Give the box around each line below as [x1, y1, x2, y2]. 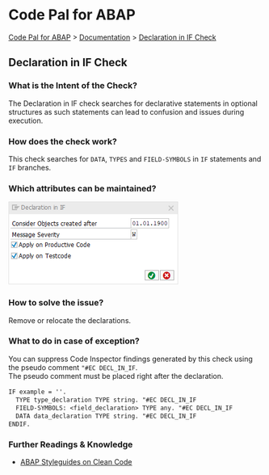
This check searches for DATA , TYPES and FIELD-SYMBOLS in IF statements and [8, 153, 262, 163]
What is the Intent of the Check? [8, 80, 137, 91]
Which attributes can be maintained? [8, 183, 157, 194]
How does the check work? [8, 136, 117, 147]
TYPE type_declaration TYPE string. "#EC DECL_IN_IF [15, 396, 197, 404]
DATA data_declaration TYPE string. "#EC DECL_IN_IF [15, 412, 197, 420]
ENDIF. [8, 420, 31, 428]
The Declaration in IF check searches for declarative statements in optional [8, 99, 258, 108]
